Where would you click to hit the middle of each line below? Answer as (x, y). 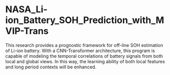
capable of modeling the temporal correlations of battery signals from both (84, 56)
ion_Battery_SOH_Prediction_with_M (85, 20)
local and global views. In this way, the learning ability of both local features (85, 61)
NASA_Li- (26, 9)
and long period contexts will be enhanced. (51, 67)
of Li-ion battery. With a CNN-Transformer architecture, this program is (80, 51)
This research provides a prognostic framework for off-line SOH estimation (84, 45)
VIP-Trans (27, 31)
